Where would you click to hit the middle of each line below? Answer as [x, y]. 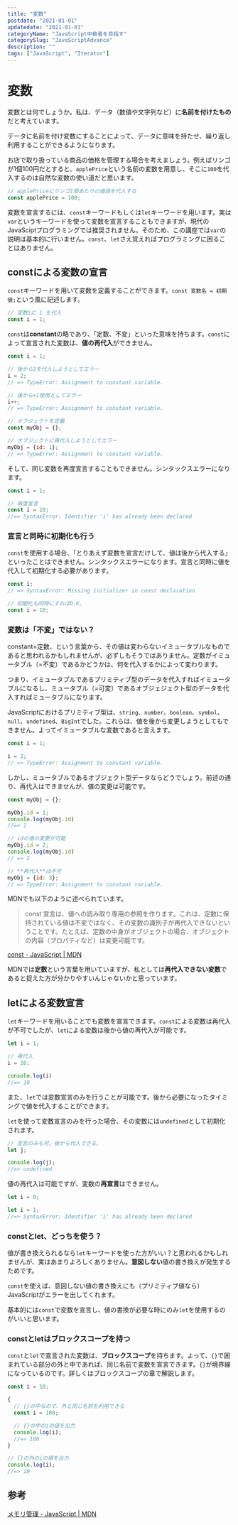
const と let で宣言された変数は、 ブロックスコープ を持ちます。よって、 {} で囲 [119, 1356]
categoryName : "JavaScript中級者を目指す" [67, 34]
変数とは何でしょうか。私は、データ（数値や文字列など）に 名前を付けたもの [119, 112]
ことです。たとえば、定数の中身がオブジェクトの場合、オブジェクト [130, 932]
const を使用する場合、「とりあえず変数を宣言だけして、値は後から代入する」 [119, 553]
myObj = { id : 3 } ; [33, 878]
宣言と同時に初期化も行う [51, 536]
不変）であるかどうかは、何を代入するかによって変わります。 [132, 664]
